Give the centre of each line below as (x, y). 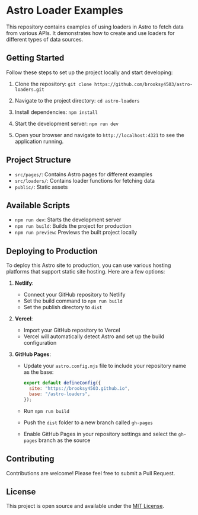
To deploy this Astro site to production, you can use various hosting (89, 265)
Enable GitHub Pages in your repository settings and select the (100, 434)
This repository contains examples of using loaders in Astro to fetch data (95, 27)
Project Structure (39, 160)
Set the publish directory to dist (63, 307)
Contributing (30, 459)
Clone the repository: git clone (53, 84)
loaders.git (29, 90)
